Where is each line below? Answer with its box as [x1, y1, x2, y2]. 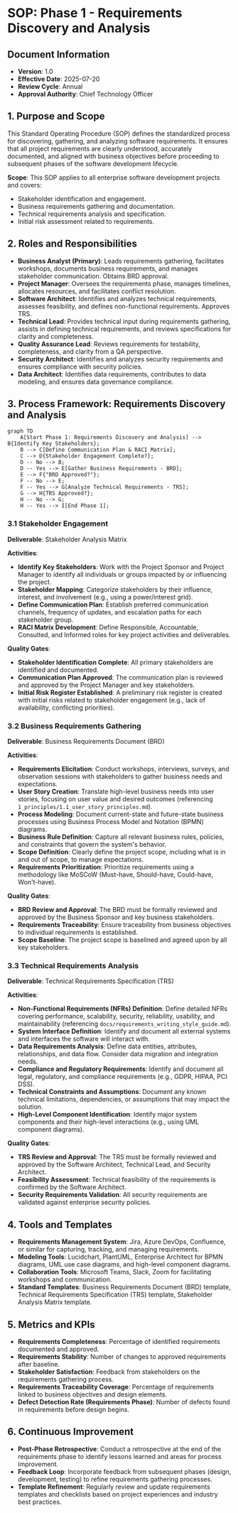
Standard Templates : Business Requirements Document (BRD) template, [17, 1283, 231, 1291]
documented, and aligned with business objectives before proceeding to [7, 151, 220, 161]
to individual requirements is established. [17, 928, 139, 937]
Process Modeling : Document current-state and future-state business [17, 810, 224, 818]
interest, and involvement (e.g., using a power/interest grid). [17, 592, 193, 601]
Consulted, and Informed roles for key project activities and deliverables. [17, 630, 231, 639]
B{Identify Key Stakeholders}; [7, 440, 100, 448]
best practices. [17, 1497, 62, 1506]
